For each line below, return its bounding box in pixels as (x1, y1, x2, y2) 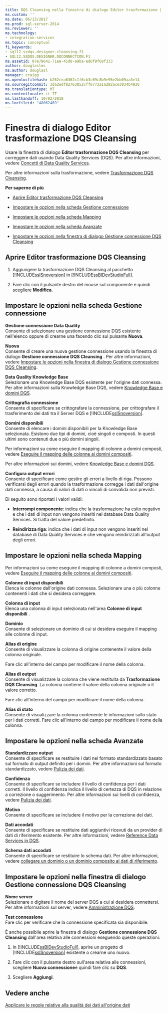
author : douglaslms (5, 63, 46, 68)
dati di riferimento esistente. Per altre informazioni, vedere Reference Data (5, 833, 158, 839)
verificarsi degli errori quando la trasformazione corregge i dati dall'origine (5, 481, 159, 487)
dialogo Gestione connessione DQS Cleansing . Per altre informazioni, (5, 353, 151, 359)
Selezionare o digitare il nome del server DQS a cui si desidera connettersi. (5, 899, 159, 905)
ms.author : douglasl (5, 68, 48, 73)
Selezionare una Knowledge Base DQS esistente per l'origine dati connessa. (5, 379, 162, 385)
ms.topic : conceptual (5, 40, 50, 45)
